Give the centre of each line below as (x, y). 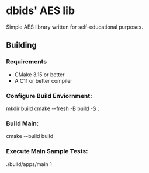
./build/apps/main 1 (29, 164)
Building (21, 45)
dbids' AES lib (40, 11)
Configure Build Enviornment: (49, 96)
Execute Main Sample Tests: (47, 151)
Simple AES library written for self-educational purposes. (74, 27)
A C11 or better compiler (44, 80)
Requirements (27, 62)
